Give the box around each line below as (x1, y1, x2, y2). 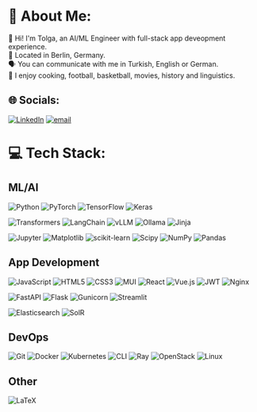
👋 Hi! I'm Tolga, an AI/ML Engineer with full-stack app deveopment (8, 33, 226, 43)
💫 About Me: (8, 7, 92, 25)
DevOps (8, 330, 49, 344)
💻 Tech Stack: (8, 144, 106, 162)
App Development (8, 256, 100, 269)
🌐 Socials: (8, 94, 60, 107)
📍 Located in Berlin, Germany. (8, 50, 105, 60)
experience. (8, 41, 48, 51)
